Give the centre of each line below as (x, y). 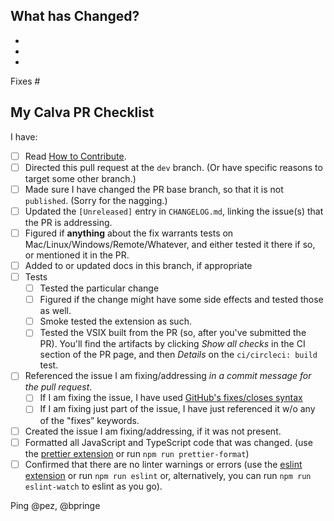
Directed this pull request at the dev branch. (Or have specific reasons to (173, 167)
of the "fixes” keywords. (89, 420)
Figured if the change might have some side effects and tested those (181, 300)
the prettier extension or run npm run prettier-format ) (137, 453)
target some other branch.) (80, 178)
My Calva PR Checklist (82, 112)
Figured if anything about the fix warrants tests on (129, 233)
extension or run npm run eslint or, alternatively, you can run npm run (168, 475)
